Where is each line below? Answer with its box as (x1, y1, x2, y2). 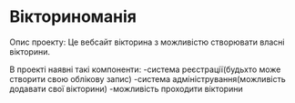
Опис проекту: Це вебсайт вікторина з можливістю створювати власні (9, 36, 285, 47)
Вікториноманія (9, 6, 137, 27)
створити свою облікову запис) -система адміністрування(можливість (9, 73, 286, 84)
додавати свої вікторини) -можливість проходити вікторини (9, 83, 243, 94)
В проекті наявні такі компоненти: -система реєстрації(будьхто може (9, 64, 281, 75)
